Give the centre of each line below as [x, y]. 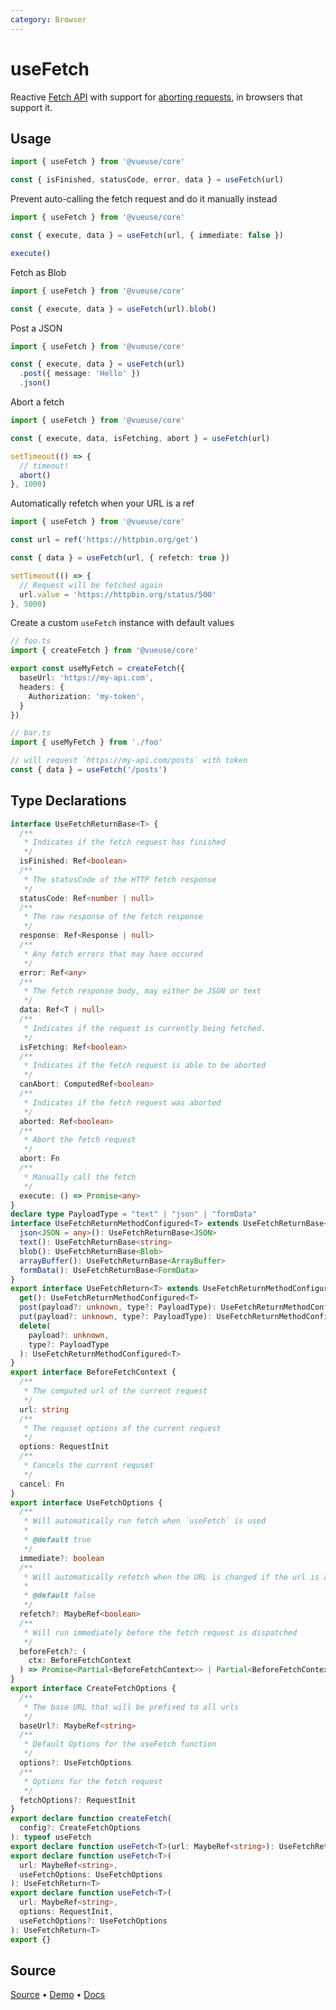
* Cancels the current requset [89, 1466]
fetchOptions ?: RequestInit [78, 1800]
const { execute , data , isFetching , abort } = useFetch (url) [140, 438]
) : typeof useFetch [51, 1837]
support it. [31, 107]
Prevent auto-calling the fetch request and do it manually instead [144, 199]
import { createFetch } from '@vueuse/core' [104, 651]
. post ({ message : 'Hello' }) [80, 374]
